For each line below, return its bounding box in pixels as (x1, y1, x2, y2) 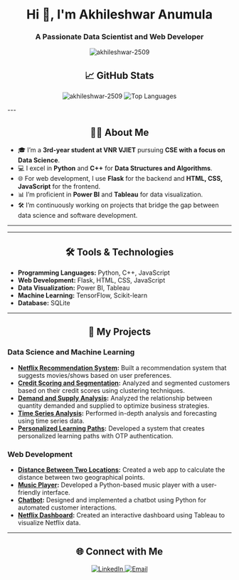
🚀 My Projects (87, 326, 152, 338)
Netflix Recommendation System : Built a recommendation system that (17, 363, 227, 372)
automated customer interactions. (17, 503, 117, 512)
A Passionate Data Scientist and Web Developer (35, 32, 204, 42)
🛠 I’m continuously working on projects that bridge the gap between (17, 201, 219, 209)
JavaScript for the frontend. (17, 182, 101, 191)
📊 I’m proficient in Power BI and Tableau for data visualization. (17, 190, 203, 199)
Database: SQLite (17, 298, 70, 307)
